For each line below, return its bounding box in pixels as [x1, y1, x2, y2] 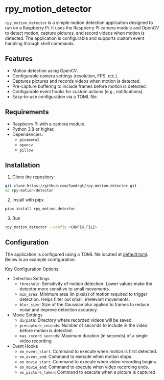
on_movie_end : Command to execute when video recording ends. [19, 364, 149, 370]
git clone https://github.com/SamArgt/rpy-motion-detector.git [5, 184, 137, 189]
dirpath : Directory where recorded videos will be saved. [19, 317, 133, 323]
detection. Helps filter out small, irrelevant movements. [19, 296, 130, 302]
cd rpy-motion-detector [5, 188, 54, 193]
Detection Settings [12, 275, 50, 281]
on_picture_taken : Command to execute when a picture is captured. [19, 369, 157, 375]
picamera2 [19, 137, 40, 142]
